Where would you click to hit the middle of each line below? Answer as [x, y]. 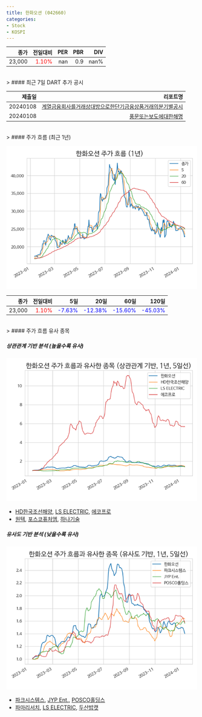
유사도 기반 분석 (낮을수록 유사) [43, 534]
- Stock [16, 25]
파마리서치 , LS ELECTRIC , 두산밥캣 [57, 707]
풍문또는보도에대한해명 [156, 116]
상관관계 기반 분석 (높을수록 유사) [45, 345]
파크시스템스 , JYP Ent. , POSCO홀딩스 [60, 700]
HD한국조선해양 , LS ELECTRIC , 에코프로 [63, 512]
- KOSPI [16, 32]
